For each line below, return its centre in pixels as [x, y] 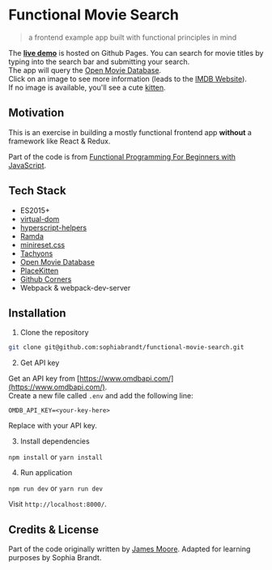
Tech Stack [37, 191]
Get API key [40, 363]
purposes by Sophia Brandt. [55, 558]
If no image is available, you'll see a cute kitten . [87, 87]
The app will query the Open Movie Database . [85, 70]
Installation [37, 313]
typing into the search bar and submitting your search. [99, 62]
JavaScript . [28, 165]
